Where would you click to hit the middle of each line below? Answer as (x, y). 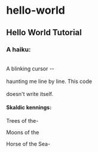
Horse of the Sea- (28, 144)
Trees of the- (22, 121)
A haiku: (19, 49)
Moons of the (23, 132)
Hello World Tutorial (44, 32)
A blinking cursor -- (30, 69)
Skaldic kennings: (29, 107)
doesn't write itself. (30, 94)
